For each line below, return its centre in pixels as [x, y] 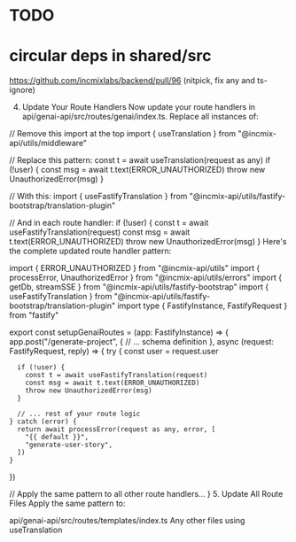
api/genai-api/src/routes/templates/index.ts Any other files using [127, 521]
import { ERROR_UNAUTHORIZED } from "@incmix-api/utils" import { [135, 268]
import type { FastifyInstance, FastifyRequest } [203, 306]
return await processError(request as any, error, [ [117, 430]
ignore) [22, 90]
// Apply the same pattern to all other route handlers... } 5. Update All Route [146, 494]
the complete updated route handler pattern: [90, 251]
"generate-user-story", [69, 445]
